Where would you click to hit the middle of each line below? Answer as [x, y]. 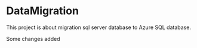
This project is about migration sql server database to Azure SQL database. [98, 27]
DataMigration [43, 11]
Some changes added [33, 39]
